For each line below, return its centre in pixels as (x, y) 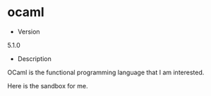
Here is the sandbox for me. (48, 85)
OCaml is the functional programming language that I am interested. (106, 72)
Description (34, 59)
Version (29, 32)
